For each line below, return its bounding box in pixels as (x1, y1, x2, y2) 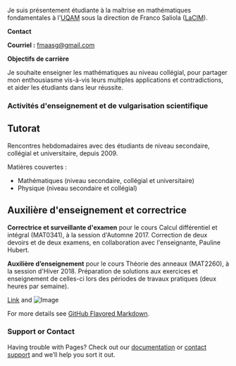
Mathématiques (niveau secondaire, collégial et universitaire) (17, 176, 195, 184)
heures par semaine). (7, 282, 69, 290)
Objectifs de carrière (7, 54, 69, 63)
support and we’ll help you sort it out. (7, 350, 116, 359)
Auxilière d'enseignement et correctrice (7, 204, 187, 216)
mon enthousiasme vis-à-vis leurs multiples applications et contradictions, (7, 76, 224, 84)
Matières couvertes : (7, 163, 68, 171)
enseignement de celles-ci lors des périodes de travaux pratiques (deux (7, 274, 217, 283)
